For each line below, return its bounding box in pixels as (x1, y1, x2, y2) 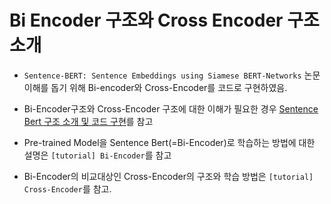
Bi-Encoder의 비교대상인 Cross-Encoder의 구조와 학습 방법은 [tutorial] (23, 170, 314, 182)
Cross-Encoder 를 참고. (23, 182, 112, 195)
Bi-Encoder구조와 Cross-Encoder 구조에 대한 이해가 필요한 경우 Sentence (23, 102, 319, 115)
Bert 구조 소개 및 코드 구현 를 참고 (23, 115, 154, 127)
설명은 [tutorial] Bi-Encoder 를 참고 (23, 149, 172, 161)
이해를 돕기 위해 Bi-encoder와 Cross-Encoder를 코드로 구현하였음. (23, 81, 288, 93)
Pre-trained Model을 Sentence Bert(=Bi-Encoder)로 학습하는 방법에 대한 (23, 136, 316, 148)
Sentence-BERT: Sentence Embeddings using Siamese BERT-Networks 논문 (23, 69, 321, 81)
